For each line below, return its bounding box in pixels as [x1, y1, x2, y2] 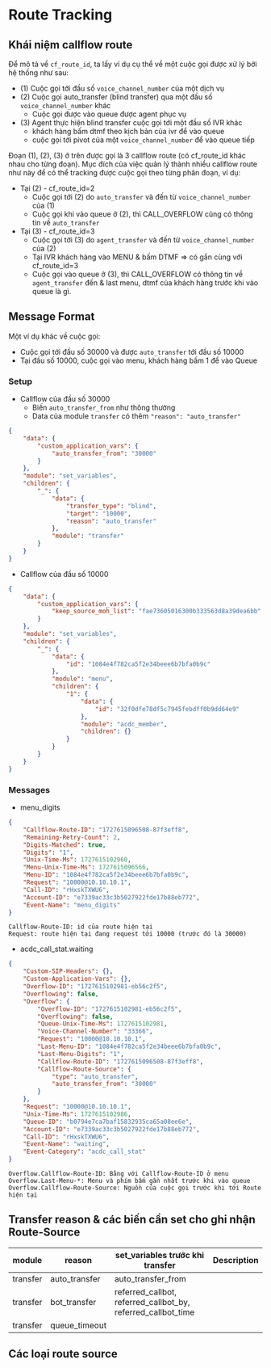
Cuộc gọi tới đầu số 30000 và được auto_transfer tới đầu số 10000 [19, 347, 244, 356]
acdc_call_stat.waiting [19, 944, 94, 954]
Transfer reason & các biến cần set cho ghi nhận [8, 1213, 256, 1227]
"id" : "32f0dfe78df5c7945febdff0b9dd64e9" [94, 705, 240, 713]
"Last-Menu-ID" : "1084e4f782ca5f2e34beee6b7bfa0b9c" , [37, 1042, 222, 1051]
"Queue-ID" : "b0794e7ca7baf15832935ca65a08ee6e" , [23, 1118, 194, 1126]
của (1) [31, 200, 55, 210]
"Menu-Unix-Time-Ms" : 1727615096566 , [23, 863, 150, 872]
